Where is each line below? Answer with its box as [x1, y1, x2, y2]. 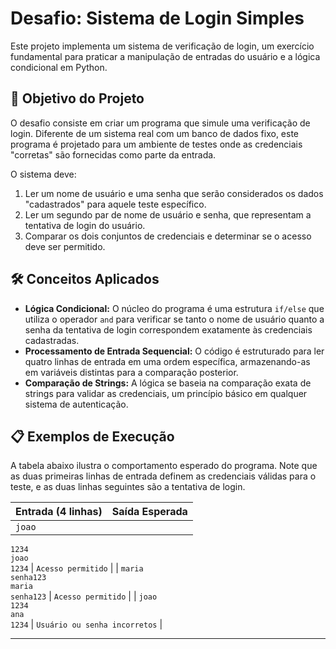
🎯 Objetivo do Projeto [10, 90, 145, 107]
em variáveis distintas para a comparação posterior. [24, 366, 239, 378]
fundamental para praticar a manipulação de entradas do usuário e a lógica [10, 50, 321, 62]
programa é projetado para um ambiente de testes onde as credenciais [10, 138, 303, 150]
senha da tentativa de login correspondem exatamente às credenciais [24, 323, 313, 336]
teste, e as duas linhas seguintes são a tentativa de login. [10, 481, 246, 493]
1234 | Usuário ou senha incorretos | [10, 618, 163, 631]
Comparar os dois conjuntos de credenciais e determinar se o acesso [24, 230, 312, 242]
